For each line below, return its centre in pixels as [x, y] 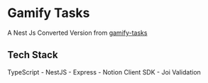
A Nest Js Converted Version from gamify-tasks [77, 33]
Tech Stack [33, 55]
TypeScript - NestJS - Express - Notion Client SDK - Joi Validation [104, 72]
